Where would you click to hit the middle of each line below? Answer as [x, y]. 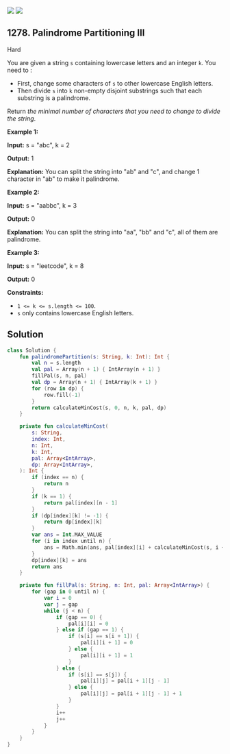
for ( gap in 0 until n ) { [69, 592]
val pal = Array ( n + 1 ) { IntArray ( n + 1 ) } [96, 369]
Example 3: [23, 252]
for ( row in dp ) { [58, 388]
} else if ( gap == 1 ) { [90, 630]
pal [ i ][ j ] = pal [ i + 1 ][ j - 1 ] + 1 [131, 694]
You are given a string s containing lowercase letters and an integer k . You [112, 62]
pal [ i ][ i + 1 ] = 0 [107, 643]
